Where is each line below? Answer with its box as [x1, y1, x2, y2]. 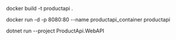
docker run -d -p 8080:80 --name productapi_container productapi [6, 16, 171, 23]
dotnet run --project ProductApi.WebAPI [6, 27, 105, 34]
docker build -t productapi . [6, 5, 73, 12]
